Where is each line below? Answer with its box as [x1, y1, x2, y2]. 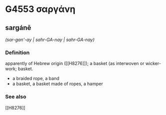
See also [5, 93, 26, 100]
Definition [5, 49, 30, 56]
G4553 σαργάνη [5, 3, 76, 15]
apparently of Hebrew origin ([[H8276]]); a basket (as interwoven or [5, 60, 145, 66]
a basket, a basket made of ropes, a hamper [12, 81, 103, 87]
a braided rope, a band [12, 75, 60, 81]
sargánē [5, 23, 31, 32]
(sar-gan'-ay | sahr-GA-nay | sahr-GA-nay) [5, 36, 95, 42]
